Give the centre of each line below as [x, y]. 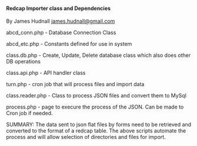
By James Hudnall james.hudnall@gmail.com [61, 21]
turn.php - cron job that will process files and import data [75, 84]
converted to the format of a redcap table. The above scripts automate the [96, 131]
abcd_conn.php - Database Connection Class [61, 33]
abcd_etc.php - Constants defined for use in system [69, 44]
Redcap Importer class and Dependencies [58, 8]
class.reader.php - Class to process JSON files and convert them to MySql [96, 96]
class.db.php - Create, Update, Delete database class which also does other [98, 55]
